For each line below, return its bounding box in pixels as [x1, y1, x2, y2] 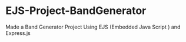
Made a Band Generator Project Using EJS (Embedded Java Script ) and [5, 23, 181, 30]
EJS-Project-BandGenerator [5, 4, 147, 17]
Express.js [5, 29, 31, 36]
